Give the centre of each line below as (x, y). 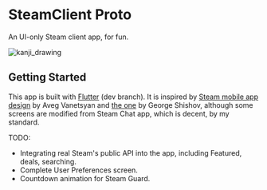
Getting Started (47, 77)
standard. (24, 122)
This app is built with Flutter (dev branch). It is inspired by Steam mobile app (133, 97)
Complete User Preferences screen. (79, 170)
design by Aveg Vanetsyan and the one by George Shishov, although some (131, 105)
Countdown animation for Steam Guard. (85, 178)
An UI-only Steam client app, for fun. (69, 37)
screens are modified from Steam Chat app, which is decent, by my (119, 113)
